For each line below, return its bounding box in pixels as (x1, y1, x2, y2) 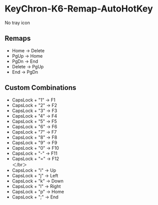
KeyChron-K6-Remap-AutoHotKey (5, 3, 153, 15)
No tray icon (5, 20, 31, 26)
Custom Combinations (5, 83, 76, 92)
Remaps (5, 34, 31, 43)
